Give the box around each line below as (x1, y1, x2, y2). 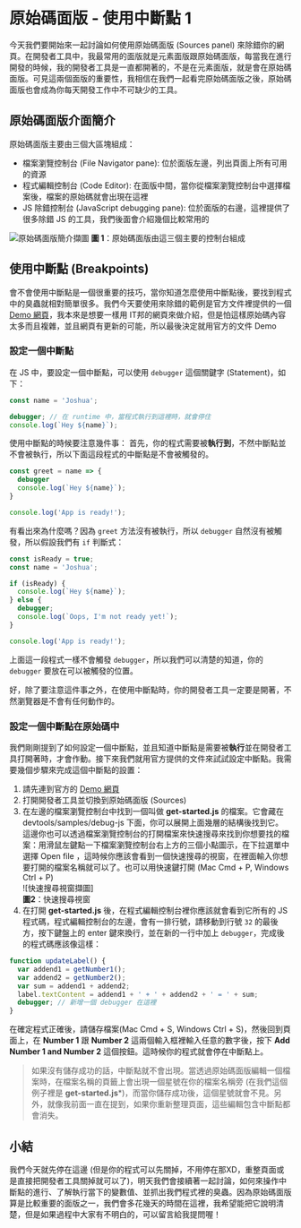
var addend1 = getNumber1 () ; (17, 965, 126, 974)
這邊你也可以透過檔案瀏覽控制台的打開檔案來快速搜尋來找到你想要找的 (21, 829, 282, 839)
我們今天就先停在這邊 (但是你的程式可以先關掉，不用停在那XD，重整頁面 (9, 1164, 277, 1174)
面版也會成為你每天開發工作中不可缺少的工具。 (9, 84, 182, 95)
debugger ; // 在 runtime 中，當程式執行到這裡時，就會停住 (9, 412, 211, 421)
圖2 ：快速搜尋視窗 (21, 894, 91, 905)
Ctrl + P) (21, 872, 54, 883)
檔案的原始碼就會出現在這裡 (46, 191, 149, 202)
